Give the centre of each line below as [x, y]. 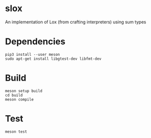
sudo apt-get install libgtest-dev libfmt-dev [53, 59]
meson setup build [24, 91]
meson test [16, 132]
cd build [14, 95]
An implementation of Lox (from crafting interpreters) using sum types [76, 22]
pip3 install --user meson [32, 54]
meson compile [20, 99]
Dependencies [35, 42]
